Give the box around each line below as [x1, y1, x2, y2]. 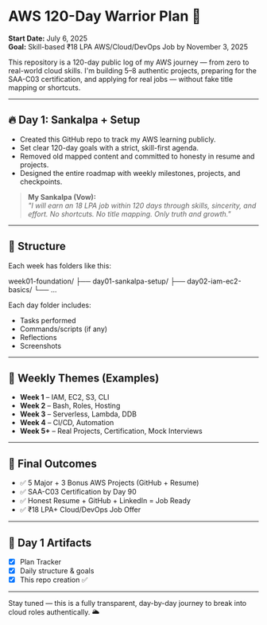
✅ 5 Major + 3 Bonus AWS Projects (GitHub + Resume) [19, 478, 199, 488]
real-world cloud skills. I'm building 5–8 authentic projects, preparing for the [8, 65, 257, 75]
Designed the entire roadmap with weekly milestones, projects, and [19, 168, 241, 178]
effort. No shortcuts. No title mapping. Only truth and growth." [27, 209, 232, 218]
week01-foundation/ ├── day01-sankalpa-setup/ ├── [8, 276, 185, 286]
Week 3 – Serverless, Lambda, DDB [19, 409, 137, 419]
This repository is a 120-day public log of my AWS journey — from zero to [8, 57, 250, 67]
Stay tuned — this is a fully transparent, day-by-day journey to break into [8, 599, 247, 608]
